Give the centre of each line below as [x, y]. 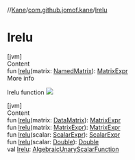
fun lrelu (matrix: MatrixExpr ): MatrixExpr [64, 127]
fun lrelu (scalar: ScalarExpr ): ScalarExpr [64, 134]
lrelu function [26, 92]
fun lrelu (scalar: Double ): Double [53, 142]
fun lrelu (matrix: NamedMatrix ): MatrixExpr [67, 70]
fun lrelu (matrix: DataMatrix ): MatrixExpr [64, 120]
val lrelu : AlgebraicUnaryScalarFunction [63, 149]
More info [21, 78]
